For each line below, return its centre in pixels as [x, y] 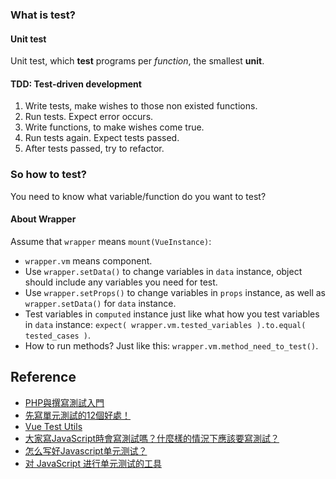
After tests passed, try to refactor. [94, 149]
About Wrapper [43, 219]
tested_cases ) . [58, 335]
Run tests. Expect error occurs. [89, 117]
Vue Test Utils [53, 426]
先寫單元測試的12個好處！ [78, 415]
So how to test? [49, 175]
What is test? [43, 15]
